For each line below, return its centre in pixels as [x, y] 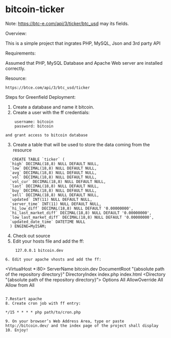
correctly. [15, 68]
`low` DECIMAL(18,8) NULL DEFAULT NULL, [53, 168]
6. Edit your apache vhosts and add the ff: [53, 259]
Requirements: [20, 53]
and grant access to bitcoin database [46, 135]
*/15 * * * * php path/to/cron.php [43, 312]
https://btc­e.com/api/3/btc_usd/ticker [48, 88]
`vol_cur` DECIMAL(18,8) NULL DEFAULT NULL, [58, 181]
